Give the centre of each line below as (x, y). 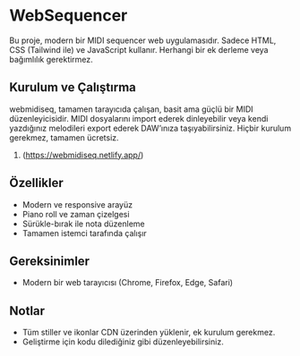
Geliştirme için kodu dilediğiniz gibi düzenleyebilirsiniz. (123, 342)
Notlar (27, 311)
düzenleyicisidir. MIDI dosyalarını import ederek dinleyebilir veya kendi (139, 118)
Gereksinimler (50, 261)
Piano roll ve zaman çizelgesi (76, 214)
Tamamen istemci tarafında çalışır (85, 233)
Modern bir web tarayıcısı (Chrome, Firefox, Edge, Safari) (128, 283)
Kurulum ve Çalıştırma (73, 87)
